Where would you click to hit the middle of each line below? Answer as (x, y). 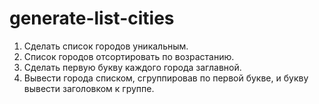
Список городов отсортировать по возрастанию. (129, 56)
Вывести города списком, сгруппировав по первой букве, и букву (166, 78)
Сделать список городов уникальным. (106, 46)
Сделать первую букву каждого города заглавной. (132, 67)
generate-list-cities (92, 18)
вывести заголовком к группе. (89, 88)
